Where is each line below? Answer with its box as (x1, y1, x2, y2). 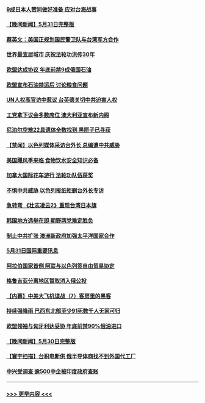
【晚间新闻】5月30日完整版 (6, 337, 76, 344)
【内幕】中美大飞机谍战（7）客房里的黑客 (6, 292, 112, 299)
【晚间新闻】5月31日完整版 (6, 21, 74, 28)
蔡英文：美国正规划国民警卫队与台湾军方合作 (6, 35, 119, 43)
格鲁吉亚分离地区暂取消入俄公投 (6, 277, 87, 285)
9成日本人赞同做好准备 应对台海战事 (6, 5, 97, 13)
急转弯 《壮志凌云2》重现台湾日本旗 (6, 202, 97, 209)
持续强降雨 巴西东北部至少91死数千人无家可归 (6, 307, 121, 315)
